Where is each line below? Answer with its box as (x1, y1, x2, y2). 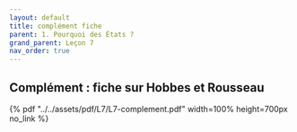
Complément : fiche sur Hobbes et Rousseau (9, 80, 265, 95)
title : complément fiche (9, 22, 102, 31)
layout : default (9, 13, 70, 22)
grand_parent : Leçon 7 (9, 38, 94, 48)
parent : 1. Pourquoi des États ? (9, 30, 135, 39)
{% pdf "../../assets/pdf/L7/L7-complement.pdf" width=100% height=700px (9, 103, 289, 114)
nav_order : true (9, 47, 70, 56)
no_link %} (9, 113, 49, 124)
